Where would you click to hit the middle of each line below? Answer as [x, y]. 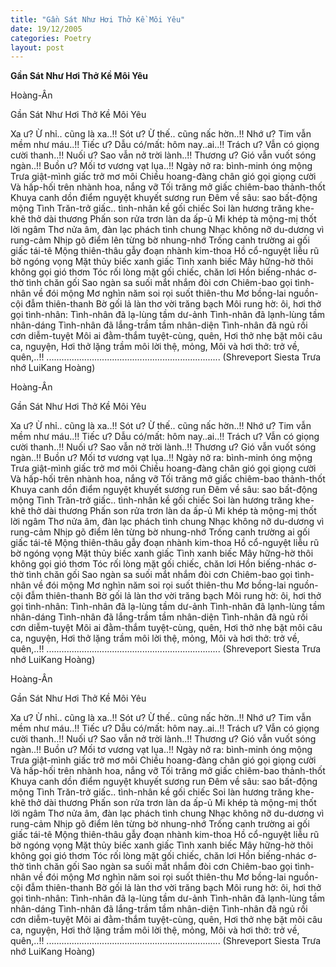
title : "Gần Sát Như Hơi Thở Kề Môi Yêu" [98, 19]
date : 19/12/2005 [46, 29]
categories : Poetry [51, 38]
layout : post [37, 47]
